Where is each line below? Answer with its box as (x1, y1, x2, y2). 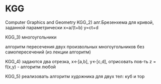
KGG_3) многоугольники (5, 34, 57, 40)
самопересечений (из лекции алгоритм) (5, 49, 91, 55)
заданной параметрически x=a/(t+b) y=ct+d (5, 24, 98, 30)
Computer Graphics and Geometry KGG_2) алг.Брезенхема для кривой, (5, 19, 154, 25)
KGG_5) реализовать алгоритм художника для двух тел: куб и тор (5, 73, 145, 79)
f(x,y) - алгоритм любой (5, 64, 56, 70)
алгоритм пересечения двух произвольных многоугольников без (5, 43, 145, 49)
